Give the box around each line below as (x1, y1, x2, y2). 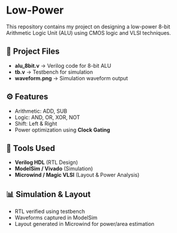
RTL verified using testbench (14, 208, 86, 215)
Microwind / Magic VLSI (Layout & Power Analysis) (14, 172, 140, 179)
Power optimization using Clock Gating (14, 126, 110, 133)
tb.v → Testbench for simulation (14, 68, 93, 76)
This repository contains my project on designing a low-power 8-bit (6, 23, 171, 30)
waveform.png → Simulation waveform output (14, 74, 128, 81)
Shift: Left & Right (14, 120, 57, 127)
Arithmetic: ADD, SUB (14, 107, 68, 114)
